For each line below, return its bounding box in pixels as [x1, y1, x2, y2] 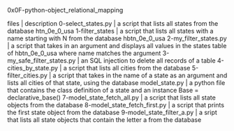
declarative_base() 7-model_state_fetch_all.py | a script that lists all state [7, 93, 217, 102]
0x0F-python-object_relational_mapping [7, 6, 124, 14]
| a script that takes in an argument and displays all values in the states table [7, 42, 227, 49]
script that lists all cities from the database [68, 64, 191, 72]
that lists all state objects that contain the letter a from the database [7, 116, 202, 124]
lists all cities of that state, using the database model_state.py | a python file [7, 79, 226, 86]
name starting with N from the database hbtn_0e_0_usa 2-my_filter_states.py [7, 34, 227, 43]
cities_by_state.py [7, 64, 58, 72]
